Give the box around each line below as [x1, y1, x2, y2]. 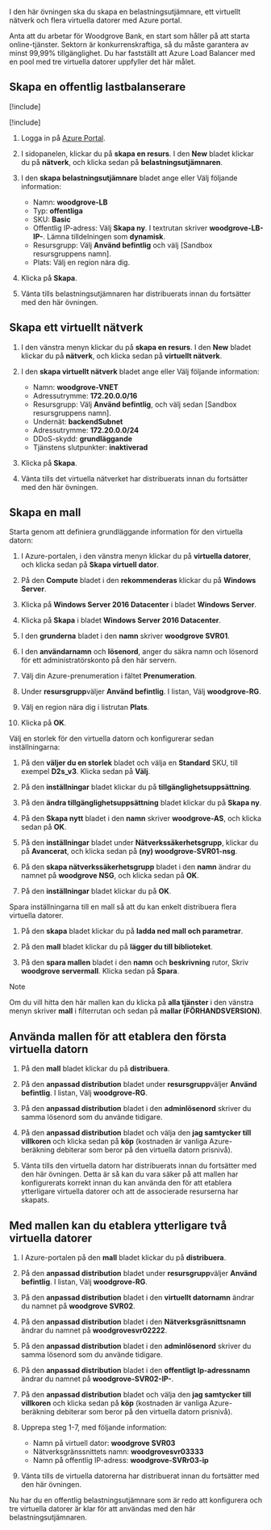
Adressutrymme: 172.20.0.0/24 [32, 425, 140, 435]
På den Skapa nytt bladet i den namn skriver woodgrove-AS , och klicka [20, 814, 261, 823]
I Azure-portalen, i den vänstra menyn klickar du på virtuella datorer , [20, 552, 252, 561]
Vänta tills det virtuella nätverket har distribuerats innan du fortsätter [20, 473, 248, 484]
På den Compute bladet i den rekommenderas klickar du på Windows [20, 576, 256, 585]
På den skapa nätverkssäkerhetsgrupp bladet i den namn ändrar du [20, 862, 251, 872]
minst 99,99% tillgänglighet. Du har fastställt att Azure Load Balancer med [9, 49, 256, 57]
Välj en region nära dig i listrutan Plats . [20, 703, 150, 712]
